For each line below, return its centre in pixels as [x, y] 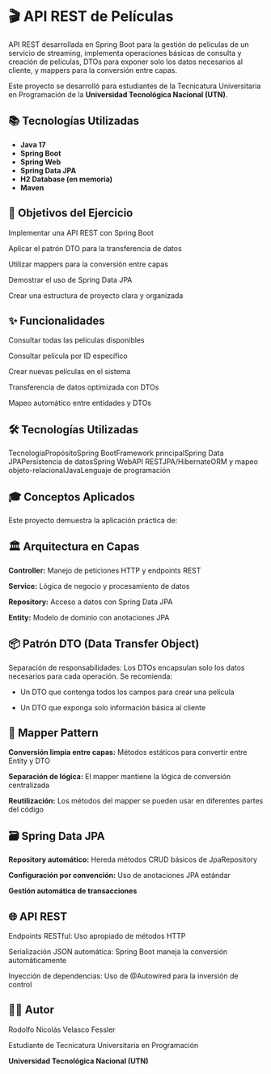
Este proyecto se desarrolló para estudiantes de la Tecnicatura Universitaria [135, 86]
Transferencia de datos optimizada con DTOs [84, 387]
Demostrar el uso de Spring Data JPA [70, 279]
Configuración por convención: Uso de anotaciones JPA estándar [119, 876]
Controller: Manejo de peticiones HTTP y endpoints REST [105, 570]
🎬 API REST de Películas [91, 17]
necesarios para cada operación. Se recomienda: [90, 676]
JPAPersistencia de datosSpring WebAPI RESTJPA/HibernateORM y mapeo [133, 462]
